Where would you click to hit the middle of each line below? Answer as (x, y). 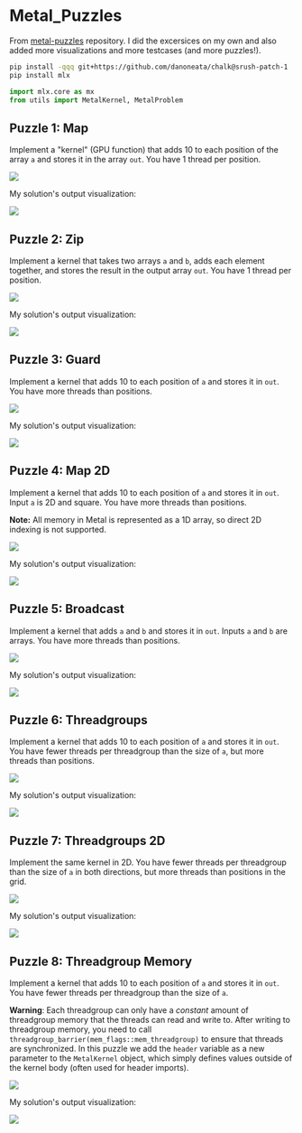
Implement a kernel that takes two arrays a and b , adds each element (137, 261)
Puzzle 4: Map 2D (60, 471)
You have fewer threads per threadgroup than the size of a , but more (137, 751)
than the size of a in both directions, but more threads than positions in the (147, 872)
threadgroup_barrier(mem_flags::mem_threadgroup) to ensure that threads (146, 1038)
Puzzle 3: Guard (55, 360)
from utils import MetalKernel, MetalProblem (96, 100)
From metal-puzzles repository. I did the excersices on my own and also (143, 41)
